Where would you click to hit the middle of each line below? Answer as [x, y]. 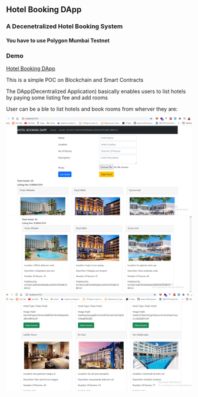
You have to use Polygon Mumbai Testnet [58, 40]
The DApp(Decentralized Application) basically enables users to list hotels [96, 91]
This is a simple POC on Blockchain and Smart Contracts [75, 80]
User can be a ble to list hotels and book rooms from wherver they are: [92, 109]
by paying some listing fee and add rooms [57, 98]
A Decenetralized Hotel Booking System [65, 27]
